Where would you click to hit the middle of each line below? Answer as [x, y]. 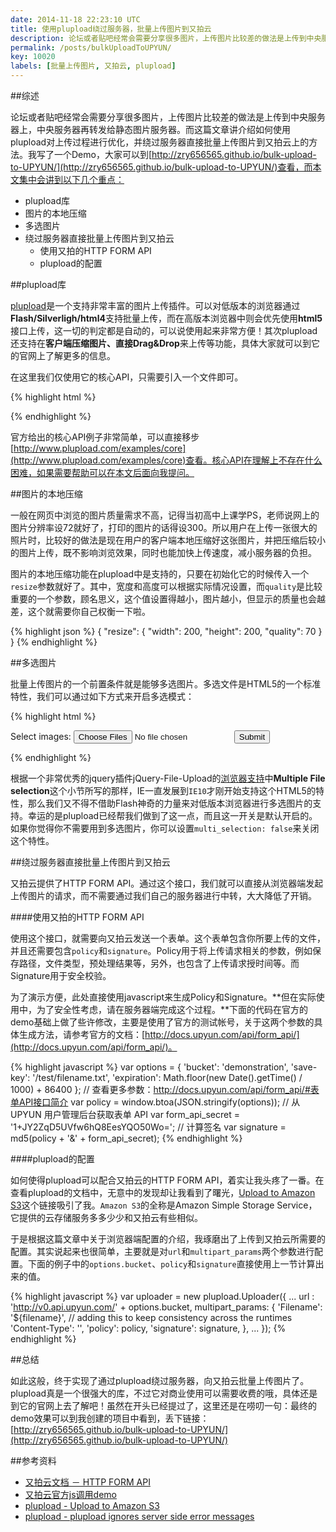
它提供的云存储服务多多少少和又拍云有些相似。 [106, 1217]
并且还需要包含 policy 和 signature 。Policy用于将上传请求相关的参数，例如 [161, 950]
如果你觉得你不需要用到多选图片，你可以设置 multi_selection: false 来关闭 [165, 828]
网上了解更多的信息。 [71, 355]
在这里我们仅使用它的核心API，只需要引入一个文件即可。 [127, 377]
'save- [304, 1067]
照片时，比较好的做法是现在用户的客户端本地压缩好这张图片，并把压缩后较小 [168, 540]
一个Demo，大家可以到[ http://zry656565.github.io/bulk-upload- [185, 154]
